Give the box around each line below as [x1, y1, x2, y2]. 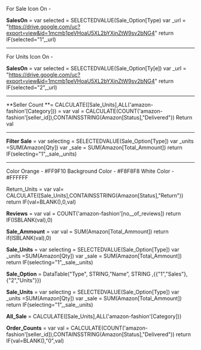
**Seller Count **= [6, 101, 54, 108]
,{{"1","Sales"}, [151, 270, 188, 277]
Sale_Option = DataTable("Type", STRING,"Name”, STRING [6, 270, 151, 277]
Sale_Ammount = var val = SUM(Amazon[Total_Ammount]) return [6, 228, 169, 235]
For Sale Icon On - [6, 5, 51, 12]
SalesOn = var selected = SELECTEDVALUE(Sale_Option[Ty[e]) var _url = [6, 65, 187, 71]
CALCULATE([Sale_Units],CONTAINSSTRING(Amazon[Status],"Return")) [6, 192, 184, 199]
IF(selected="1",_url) [6, 36, 56, 43]
